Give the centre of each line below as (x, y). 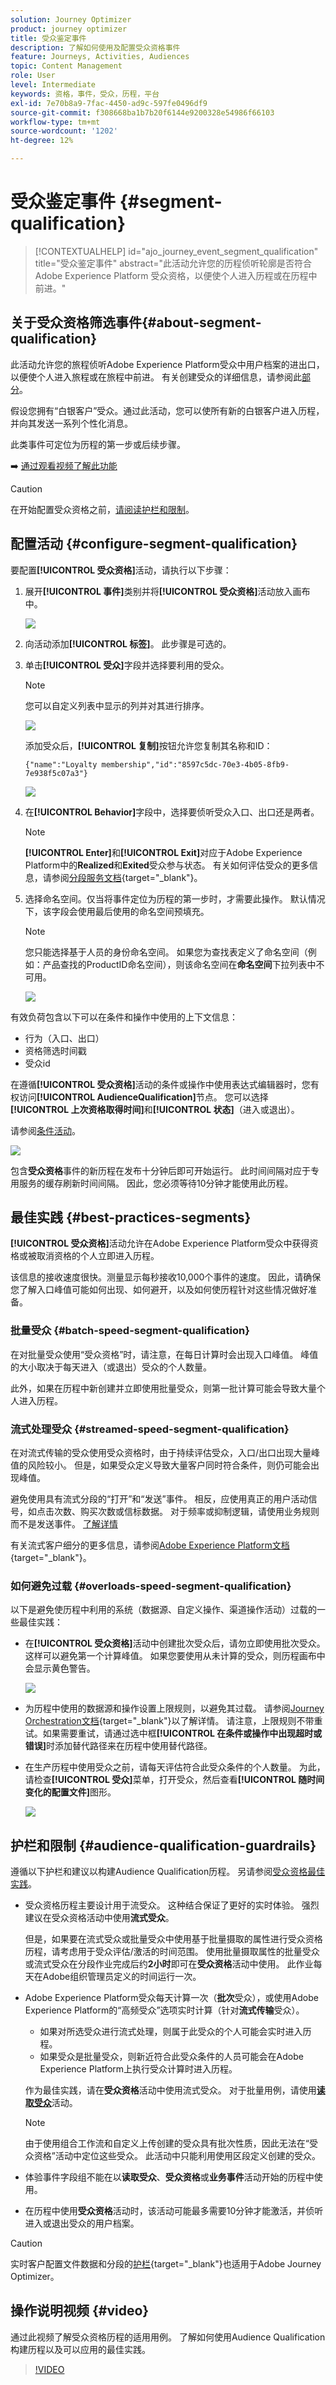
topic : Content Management (66, 66)
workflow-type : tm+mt (55, 122)
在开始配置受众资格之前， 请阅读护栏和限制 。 (102, 509)
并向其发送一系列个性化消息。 (71, 423)
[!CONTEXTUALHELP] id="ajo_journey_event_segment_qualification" (176, 251)
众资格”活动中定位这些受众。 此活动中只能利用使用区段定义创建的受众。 (172, 2156)
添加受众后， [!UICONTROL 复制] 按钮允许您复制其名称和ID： (148, 745)
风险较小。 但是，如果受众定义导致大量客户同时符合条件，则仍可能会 (169, 1465)
